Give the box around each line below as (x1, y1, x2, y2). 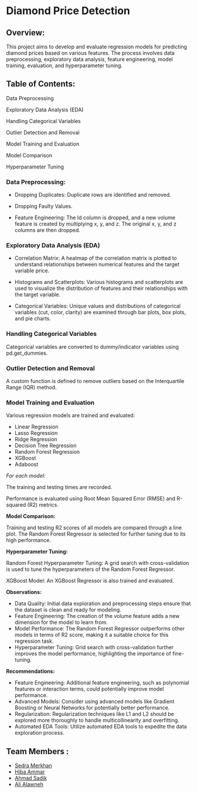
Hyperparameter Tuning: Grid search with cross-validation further (14, 644, 174, 651)
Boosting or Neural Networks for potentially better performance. (14, 704, 170, 711)
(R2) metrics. (27, 501, 59, 508)
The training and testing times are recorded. (6, 484, 113, 491)
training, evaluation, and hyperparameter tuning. (6, 62, 123, 69)
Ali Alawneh (14, 781, 44, 788)
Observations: (6, 589, 42, 596)
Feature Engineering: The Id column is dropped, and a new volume (14, 214, 176, 222)
